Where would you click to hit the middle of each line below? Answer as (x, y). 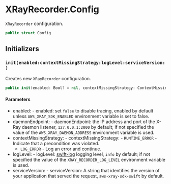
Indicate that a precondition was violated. (56, 143)
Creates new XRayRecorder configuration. (48, 78)
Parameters (18, 99)
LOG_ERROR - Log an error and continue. (61, 149)
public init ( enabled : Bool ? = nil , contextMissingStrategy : (70, 88)
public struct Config (28, 33)
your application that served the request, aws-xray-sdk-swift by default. (88, 176)
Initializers (22, 49)
